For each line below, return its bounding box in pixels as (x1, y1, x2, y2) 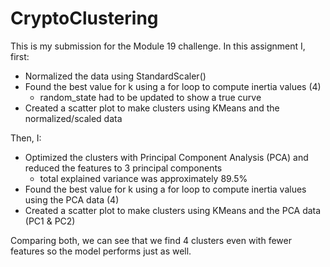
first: (10, 50, 30, 62)
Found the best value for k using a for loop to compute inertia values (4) (24, 80, 322, 92)
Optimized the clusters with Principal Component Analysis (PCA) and (24, 151, 309, 163)
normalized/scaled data (24, 112, 123, 124)
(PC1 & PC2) (24, 215, 76, 227)
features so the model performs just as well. (10, 245, 192, 257)
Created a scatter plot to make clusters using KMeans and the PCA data (24, 204, 322, 216)
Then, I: (10, 132, 42, 144)
